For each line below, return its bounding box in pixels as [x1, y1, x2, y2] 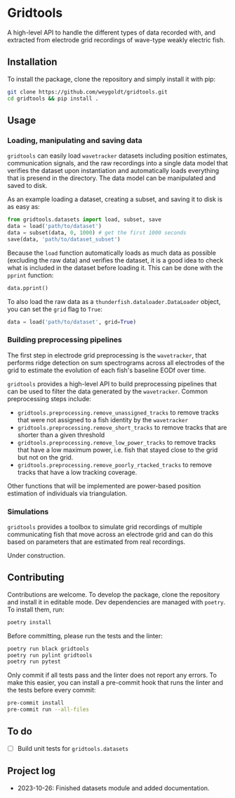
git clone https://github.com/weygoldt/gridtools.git [7, 88, 168, 96]
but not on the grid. [17, 452, 74, 462]
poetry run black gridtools [7, 645, 90, 652]
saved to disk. [7, 182, 48, 190]
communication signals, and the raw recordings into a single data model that [7, 159, 228, 167]
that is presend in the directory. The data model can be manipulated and [7, 174, 216, 182]
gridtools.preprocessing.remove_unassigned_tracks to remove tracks [17, 408, 220, 417]
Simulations [7, 507, 49, 517]
